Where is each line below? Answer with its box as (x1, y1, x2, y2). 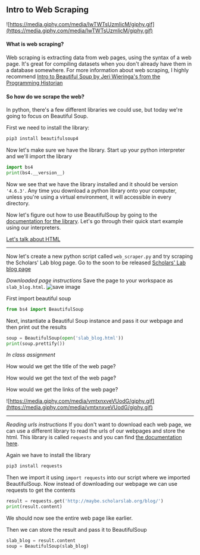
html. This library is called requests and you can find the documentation (6, 434, 183, 441)
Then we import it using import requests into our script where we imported (6, 474, 190, 481)
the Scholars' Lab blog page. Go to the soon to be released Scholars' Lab (6, 259, 186, 266)
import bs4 (6, 164, 33, 171)
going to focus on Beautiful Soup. (6, 113, 88, 120)
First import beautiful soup (6, 295, 71, 302)
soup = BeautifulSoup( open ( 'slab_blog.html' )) (6, 335, 124, 341)
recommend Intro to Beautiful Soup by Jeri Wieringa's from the (6, 73, 161, 80)
